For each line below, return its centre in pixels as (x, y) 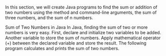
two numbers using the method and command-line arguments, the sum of (81, 12)
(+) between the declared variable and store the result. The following (76, 43)
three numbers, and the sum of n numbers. (49, 18)
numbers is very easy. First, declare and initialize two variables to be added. (83, 32)
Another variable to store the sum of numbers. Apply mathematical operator (83, 38)
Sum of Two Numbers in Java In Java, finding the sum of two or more (77, 27)
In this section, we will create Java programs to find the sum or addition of (81, 7)
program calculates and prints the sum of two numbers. (62, 48)
